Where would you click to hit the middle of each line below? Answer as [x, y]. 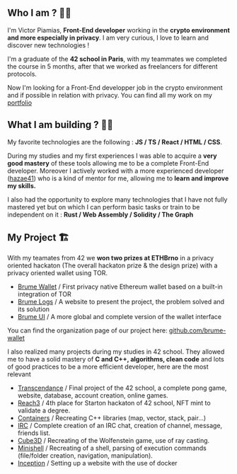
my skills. [22, 185]
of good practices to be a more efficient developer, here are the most [108, 367]
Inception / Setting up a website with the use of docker [98, 463]
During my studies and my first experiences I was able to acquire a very [112, 156]
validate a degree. [44, 410]
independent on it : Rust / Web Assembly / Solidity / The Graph [100, 214]
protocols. [22, 74]
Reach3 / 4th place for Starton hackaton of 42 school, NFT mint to [114, 403]
